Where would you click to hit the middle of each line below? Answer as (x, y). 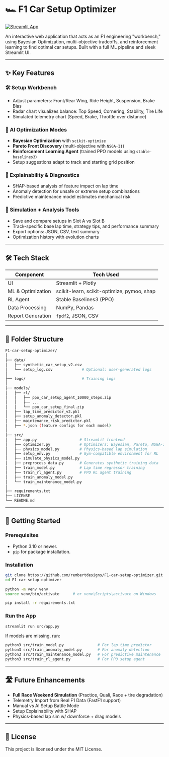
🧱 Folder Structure (34, 339)
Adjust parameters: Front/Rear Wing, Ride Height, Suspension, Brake (83, 100)
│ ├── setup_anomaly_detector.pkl (44, 416)
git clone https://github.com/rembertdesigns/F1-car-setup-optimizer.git (84, 575)
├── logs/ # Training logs (60, 379)
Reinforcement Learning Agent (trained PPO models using (74, 151)
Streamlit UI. (18, 52)
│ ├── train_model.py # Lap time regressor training (75, 468)
